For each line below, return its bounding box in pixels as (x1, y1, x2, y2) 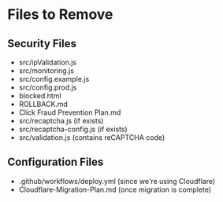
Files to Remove (7, 6, 113, 24)
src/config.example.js (18, 75, 90, 83)
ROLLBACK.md (18, 100, 69, 108)
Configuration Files (7, 156, 104, 169)
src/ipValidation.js (18, 57, 76, 67)
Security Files (7, 37, 76, 50)
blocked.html (18, 91, 61, 100)
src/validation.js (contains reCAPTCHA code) (18, 133, 165, 142)
